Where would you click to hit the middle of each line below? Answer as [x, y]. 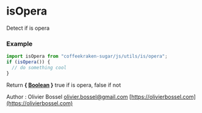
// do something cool [39, 67]
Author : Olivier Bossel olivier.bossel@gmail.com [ [69, 97]
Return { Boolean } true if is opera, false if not [63, 85]
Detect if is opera [28, 28]
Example [20, 44]
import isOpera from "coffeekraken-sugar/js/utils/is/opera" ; [87, 56]
